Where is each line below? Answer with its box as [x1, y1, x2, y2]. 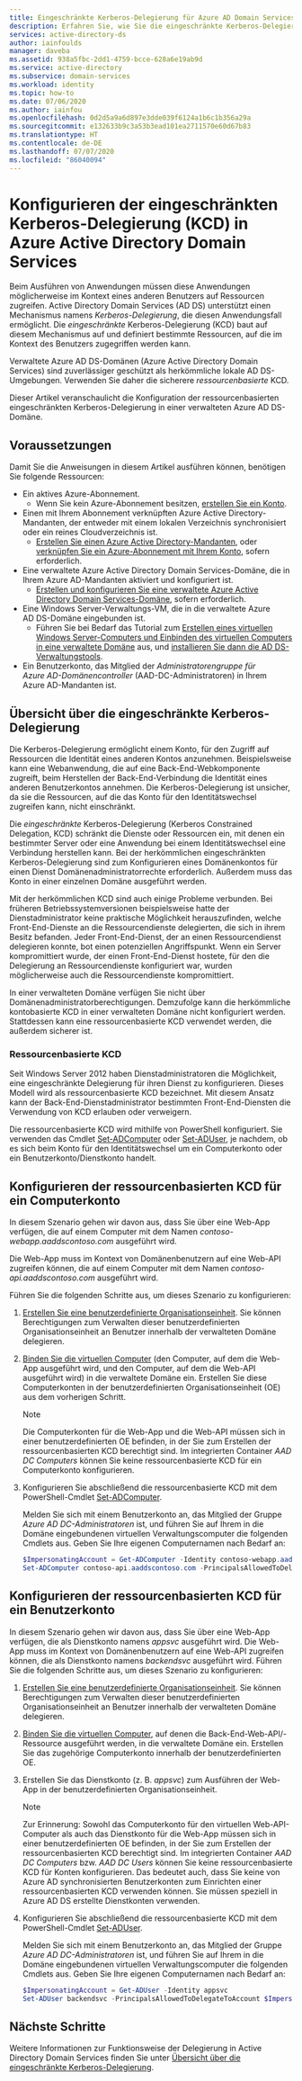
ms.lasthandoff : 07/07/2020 [9, 147, 115, 156]
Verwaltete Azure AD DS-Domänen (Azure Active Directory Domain [9, 356, 259, 367]
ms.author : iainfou [9, 105, 83, 114]
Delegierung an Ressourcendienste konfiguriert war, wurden [9, 960, 233, 972]
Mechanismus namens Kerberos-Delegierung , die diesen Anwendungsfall [9, 309, 282, 320]
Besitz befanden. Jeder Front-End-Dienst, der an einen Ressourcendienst [9, 932, 281, 943]
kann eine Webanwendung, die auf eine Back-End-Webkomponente [9, 763, 261, 774]
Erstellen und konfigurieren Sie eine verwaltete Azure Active [35, 584, 259, 595]
